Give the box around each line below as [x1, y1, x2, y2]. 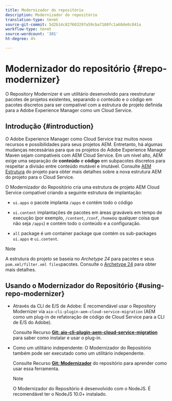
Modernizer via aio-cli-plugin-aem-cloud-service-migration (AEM [12, 308, 156, 315]
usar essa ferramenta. [12, 366, 60, 372]
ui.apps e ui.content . [12, 235, 59, 242]
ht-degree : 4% [5, 37, 36, 42]
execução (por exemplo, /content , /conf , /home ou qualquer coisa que [12, 214, 159, 221]
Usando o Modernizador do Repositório [5, 281, 134, 290]
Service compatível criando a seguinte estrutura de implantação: [5, 189, 142, 195]
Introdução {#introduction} [5, 122, 94, 131]
